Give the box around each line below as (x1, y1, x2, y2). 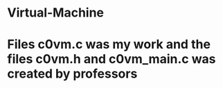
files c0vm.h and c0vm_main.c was (7, 51, 216, 67)
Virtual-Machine (7, 5, 105, 21)
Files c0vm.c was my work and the (7, 37, 211, 53)
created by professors (7, 66, 138, 82)
